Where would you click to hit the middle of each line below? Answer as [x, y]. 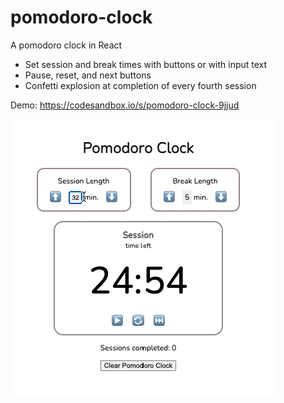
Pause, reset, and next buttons [88, 75]
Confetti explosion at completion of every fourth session [140, 85]
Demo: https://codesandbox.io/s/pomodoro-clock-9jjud [125, 105]
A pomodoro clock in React [66, 45]
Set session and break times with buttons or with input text [146, 64]
